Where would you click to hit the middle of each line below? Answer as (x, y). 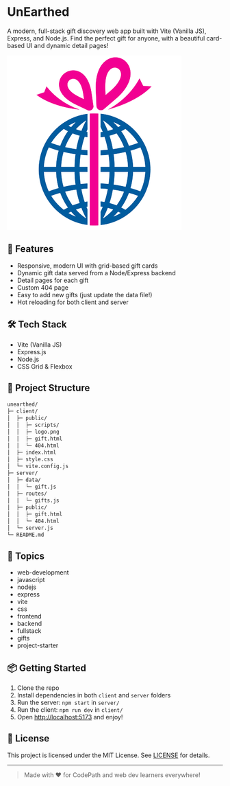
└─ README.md (26, 535)
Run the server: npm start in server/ (68, 702)
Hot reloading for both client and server (73, 302)
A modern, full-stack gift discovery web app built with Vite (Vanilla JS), (107, 31)
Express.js (31, 351)
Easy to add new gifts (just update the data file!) (85, 294)
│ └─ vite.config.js (38, 466)
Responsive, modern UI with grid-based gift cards (87, 266)
